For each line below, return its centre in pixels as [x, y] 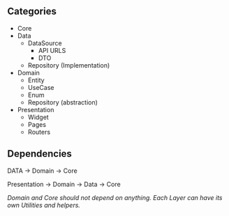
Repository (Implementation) [69, 65]
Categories [32, 11]
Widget [38, 117]
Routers [39, 132]
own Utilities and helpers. [44, 205]
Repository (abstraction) [62, 102]
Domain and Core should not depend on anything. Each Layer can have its [115, 197]
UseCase [41, 87]
